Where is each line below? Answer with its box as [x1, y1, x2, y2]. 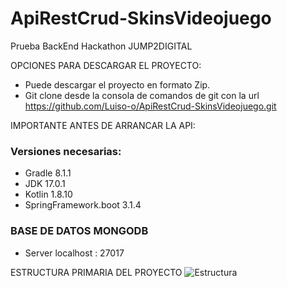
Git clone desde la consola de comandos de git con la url [24, 89, 260, 101]
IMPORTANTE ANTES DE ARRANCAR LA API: [10, 119, 196, 131]
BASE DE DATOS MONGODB [10, 224, 149, 238]
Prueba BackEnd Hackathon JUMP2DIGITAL [10, 40, 193, 52]
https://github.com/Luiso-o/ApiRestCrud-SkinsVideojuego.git [24, 100, 277, 112]
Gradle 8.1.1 [24, 167, 72, 179]
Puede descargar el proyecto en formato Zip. [24, 78, 211, 91]
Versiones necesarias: [10, 144, 122, 158]
